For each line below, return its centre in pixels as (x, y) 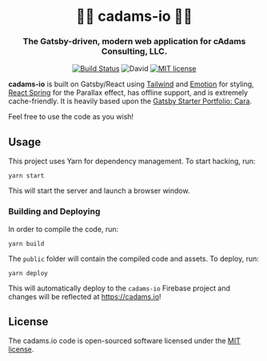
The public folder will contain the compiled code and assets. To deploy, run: (134, 259)
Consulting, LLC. (134, 51)
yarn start (26, 176)
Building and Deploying (54, 211)
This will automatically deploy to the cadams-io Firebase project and (119, 288)
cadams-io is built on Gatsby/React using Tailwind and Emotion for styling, (131, 84)
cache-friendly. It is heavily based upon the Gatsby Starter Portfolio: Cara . (130, 101)
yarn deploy (28, 273)
